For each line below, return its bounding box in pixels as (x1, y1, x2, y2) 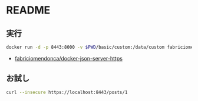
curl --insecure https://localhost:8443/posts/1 (6, 89, 128, 95)
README (6, 4, 51, 17)
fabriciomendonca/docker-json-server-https (14, 55, 123, 62)
